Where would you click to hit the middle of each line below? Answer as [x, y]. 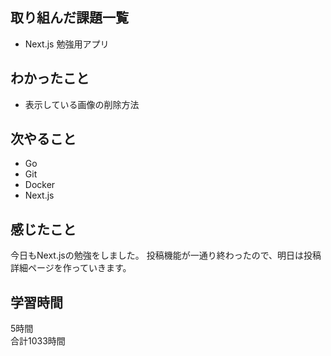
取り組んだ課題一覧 [69, 18]
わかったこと [50, 78]
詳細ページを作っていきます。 [71, 268]
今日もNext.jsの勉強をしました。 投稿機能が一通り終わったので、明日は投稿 [166, 255]
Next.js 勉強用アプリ [67, 44]
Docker [40, 185]
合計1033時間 [38, 341]
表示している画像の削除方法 [82, 104]
